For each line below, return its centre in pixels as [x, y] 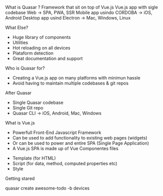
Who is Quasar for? [25, 68]
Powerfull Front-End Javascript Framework [57, 132]
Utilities [20, 42]
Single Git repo [28, 108]
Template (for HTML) [34, 158]
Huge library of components [42, 37]
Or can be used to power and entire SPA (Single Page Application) [81, 143]
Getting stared [20, 178]
